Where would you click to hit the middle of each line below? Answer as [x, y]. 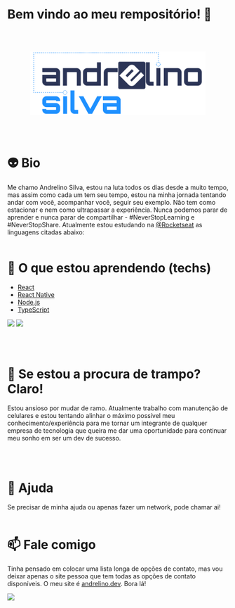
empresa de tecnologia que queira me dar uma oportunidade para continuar [117, 431]
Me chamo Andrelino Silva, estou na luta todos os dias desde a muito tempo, [118, 187]
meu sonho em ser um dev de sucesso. [64, 438]
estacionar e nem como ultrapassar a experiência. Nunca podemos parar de [117, 210]
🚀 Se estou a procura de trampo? [104, 374]
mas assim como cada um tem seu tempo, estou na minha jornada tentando [117, 195]
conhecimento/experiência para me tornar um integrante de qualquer [107, 423]
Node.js [29, 303]
